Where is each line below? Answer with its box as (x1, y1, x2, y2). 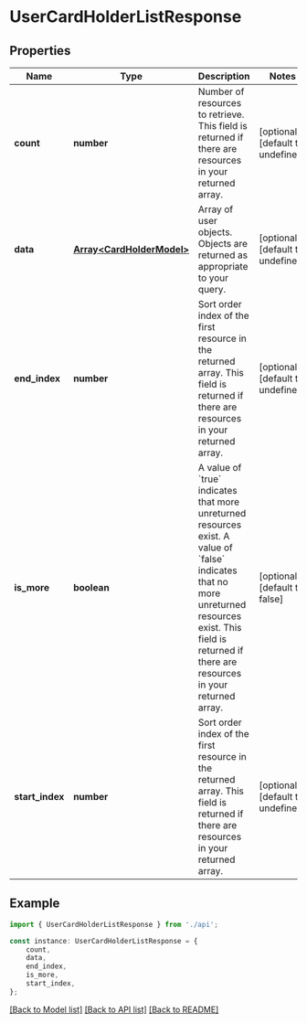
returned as (197, 249, 249, 261)
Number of (197, 85, 245, 98)
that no (197, 576, 228, 588)
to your (197, 272, 229, 284)
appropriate (197, 261, 249, 272)
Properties (9, 43, 71, 59)
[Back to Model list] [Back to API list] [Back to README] (9, 1004, 219, 1015)
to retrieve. (197, 108, 245, 121)
